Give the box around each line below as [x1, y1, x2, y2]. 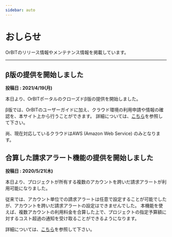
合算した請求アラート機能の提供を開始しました [5, 153, 154, 162]
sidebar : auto [5, 7, 36, 13]
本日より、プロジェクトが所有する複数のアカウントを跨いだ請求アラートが [5, 179, 162, 185]
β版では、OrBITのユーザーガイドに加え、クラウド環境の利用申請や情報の [5, 107, 160, 113]
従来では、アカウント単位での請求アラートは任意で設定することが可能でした [5, 196, 167, 203]
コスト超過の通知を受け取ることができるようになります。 [18, 215, 140, 222]
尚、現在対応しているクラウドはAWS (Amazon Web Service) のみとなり [5, 130, 156, 136]
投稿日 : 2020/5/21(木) [5, 168, 53, 174]
